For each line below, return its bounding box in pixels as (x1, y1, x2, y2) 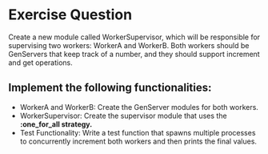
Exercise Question (8, 6, 133, 24)
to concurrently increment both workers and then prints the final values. (19, 136, 258, 146)
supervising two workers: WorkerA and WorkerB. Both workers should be (8, 40, 250, 50)
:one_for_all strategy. (19, 119, 93, 129)
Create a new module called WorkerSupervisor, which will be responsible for (8, 32, 261, 42)
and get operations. (8, 58, 74, 67)
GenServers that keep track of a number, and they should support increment (8, 49, 260, 59)
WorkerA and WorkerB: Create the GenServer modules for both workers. (19, 102, 258, 111)
